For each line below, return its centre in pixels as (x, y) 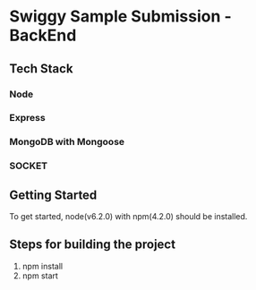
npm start (40, 276)
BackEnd (43, 35)
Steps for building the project (93, 245)
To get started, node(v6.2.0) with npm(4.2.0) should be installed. (128, 217)
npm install (43, 266)
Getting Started (53, 195)
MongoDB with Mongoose (67, 142)
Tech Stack (41, 68)
